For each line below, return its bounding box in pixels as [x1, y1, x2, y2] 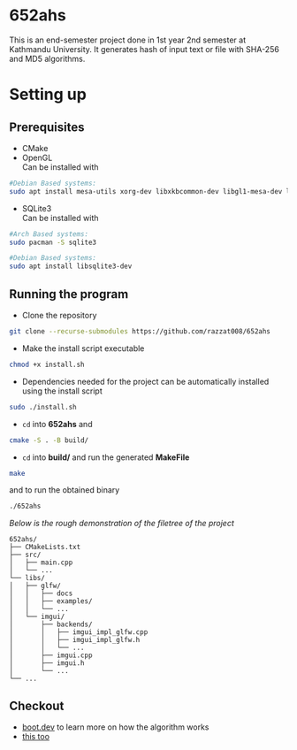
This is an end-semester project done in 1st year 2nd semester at [9, 34, 246, 45]
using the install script [21, 386, 103, 396]
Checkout [9, 698, 65, 713]
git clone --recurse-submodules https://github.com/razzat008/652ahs [9, 327, 271, 336]
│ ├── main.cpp [9, 558, 73, 567]
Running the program [9, 287, 129, 302]
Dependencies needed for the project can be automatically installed [21, 376, 270, 386]
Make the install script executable [21, 342, 145, 354]
